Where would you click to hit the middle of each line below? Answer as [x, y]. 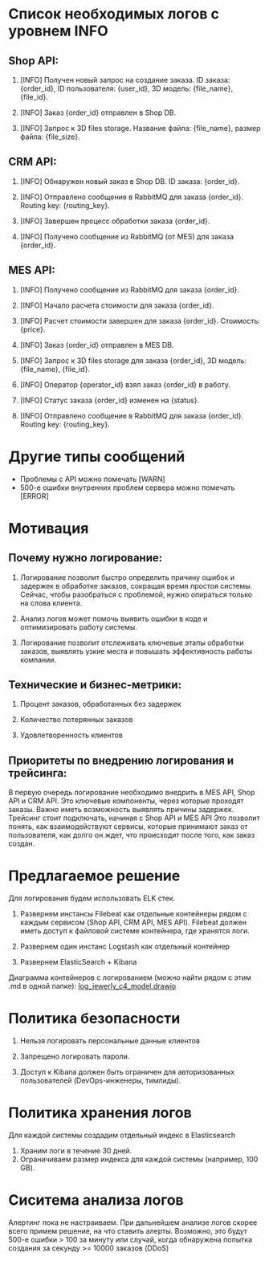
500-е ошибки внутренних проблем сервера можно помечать [127, 488]
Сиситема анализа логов [96, 1200]
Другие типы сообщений [97, 457]
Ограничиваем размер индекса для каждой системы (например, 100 [139, 1159]
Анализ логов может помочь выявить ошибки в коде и [114, 618]
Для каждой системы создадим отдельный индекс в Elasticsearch [122, 1135]
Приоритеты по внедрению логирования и [121, 760]
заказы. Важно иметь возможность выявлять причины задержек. [121, 810]
